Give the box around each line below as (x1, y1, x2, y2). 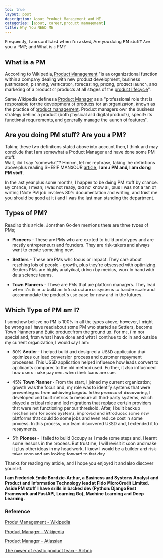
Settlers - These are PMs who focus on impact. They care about (12, 256, 142, 262)
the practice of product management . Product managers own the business (5, 106, 155, 112)
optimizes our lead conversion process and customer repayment (12, 354, 142, 360)
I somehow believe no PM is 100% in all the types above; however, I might (5, 319, 153, 325)
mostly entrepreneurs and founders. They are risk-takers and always (12, 242, 150, 248)
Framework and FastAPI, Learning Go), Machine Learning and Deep (5, 491, 144, 496)
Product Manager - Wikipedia (5, 528, 64, 535)
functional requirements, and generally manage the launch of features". (5, 117, 148, 123)
